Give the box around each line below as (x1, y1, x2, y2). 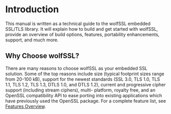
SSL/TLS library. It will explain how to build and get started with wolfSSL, (5, 26, 158, 32)
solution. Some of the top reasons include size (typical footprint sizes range (5, 71, 164, 77)
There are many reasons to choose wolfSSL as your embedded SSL (5, 65, 148, 71)
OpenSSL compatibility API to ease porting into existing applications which (5, 92, 162, 98)
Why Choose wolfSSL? (5, 52, 80, 60)
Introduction (5, 4, 59, 15)
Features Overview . (5, 103, 46, 109)
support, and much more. (5, 37, 59, 43)
